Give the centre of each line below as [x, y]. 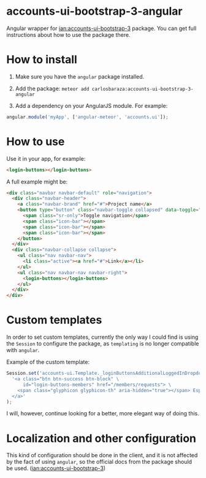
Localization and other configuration [101, 438]
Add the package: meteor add [52, 88]
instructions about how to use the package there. [68, 34]
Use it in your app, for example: [46, 158]
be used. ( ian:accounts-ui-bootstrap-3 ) [56, 468]
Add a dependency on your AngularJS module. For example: [91, 106]
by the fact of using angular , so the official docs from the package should [99, 462]
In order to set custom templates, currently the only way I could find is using [102, 337]
